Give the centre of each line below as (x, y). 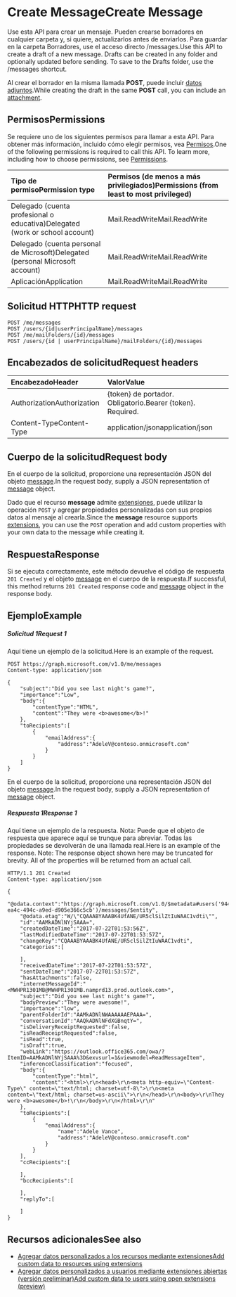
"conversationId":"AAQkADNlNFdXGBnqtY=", (81, 1021)
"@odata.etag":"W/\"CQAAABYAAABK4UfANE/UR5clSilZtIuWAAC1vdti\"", (119, 917)
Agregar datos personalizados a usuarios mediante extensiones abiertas (122, 1271)
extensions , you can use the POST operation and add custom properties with (117, 525)
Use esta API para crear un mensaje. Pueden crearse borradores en (105, 32)
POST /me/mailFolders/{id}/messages (61, 335)
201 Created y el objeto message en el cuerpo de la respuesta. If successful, (117, 579)
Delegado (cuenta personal (56, 243)
